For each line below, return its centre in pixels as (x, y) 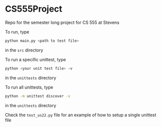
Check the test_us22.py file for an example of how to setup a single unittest (81, 115)
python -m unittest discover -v (38, 96)
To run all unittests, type (29, 87)
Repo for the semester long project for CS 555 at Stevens (62, 22)
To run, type (17, 32)
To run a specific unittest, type (36, 59)
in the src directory (24, 50)
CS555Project (34, 9)
